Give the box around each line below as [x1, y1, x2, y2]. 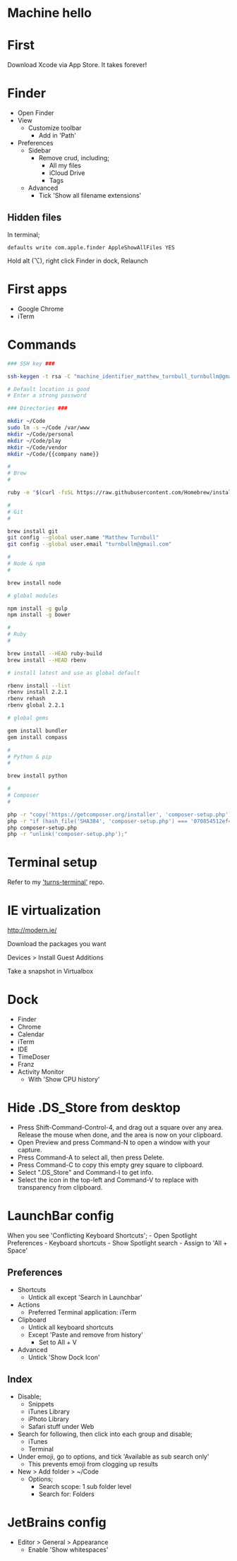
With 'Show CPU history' [28, 1075, 100, 1084]
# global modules [7, 592, 59, 599]
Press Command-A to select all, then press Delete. [17, 1153, 164, 1161]
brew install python [7, 772, 68, 779]
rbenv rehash [7, 695, 46, 702]
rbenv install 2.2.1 [7, 688, 68, 696]
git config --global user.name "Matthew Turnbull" [7, 534, 159, 542]
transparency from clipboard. [17, 1183, 103, 1191]
